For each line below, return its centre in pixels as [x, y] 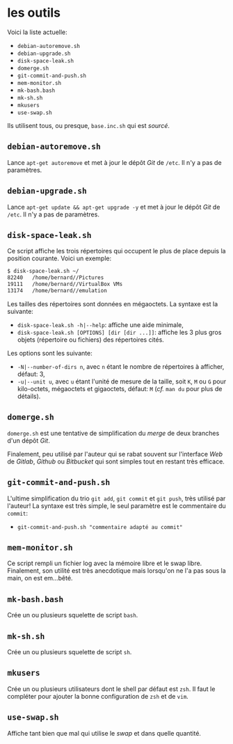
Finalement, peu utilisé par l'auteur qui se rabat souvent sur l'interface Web [115, 454]
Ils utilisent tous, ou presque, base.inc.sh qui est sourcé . [89, 125]
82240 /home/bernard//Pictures [56, 278]
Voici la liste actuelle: [37, 32]
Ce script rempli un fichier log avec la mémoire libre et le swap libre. [105, 563]
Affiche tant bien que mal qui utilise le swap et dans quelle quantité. [104, 733]
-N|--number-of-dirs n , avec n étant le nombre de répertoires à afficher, [121, 366]
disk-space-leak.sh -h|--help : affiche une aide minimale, [101, 324]
